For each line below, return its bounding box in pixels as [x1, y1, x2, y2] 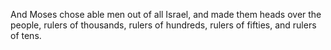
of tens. [10, 30, 42, 41]
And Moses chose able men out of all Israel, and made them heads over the [10, 9, 322, 20]
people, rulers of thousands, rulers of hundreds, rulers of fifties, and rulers [10, 19, 317, 31]
